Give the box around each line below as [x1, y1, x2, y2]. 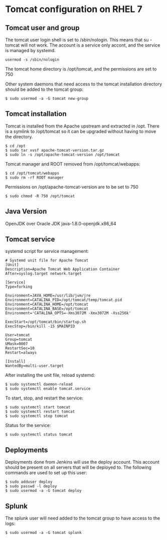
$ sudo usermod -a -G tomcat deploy [5, 488, 82, 493]
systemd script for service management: [5, 248, 89, 254]
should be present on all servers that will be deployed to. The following [5, 464, 152, 470]
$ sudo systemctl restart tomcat [5, 409, 75, 415]
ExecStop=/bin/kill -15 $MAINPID [5, 324, 75, 329]
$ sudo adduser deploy [5, 479, 53, 485]
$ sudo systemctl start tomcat [5, 405, 71, 410]
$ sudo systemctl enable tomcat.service [5, 386, 91, 391]
